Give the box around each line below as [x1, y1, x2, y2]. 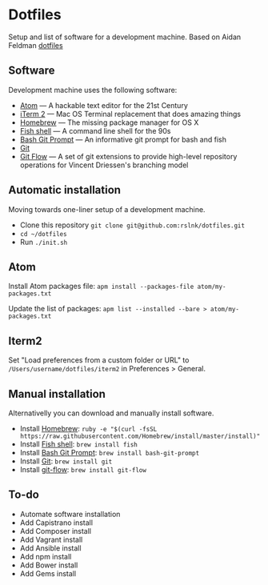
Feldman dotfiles [8, 40, 63, 50]
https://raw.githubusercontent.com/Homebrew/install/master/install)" [19, 432, 261, 440]
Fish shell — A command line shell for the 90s [19, 126, 171, 135]
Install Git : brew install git [19, 456, 113, 466]
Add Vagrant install [19, 535, 83, 544]
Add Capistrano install [19, 518, 94, 527]
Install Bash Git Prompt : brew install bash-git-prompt [19, 448, 200, 457]
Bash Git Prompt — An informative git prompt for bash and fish [19, 134, 226, 144]
